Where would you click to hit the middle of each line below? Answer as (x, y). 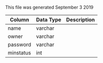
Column (19, 20)
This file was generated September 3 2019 (49, 7)
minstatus (19, 53)
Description (81, 20)
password (19, 45)
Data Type (49, 20)
